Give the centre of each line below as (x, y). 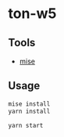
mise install (29, 104)
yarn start (26, 125)
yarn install (29, 111)
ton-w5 (32, 14)
